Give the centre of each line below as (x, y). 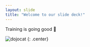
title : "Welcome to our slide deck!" (45, 15)
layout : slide (20, 10)
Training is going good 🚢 (31, 29)
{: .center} (38, 39)
